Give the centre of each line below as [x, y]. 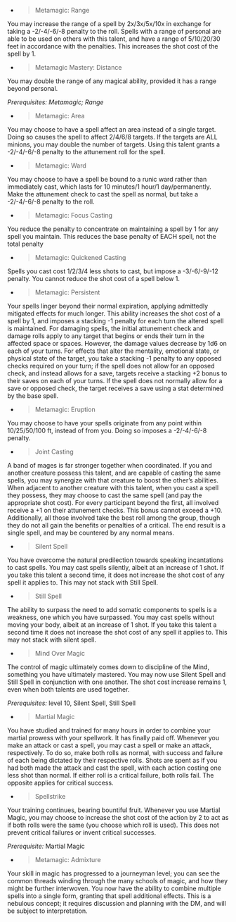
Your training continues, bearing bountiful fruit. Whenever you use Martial [114, 810]
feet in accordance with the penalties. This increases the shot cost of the [113, 46]
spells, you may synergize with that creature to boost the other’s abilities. [113, 480]
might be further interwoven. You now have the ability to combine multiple [114, 888]
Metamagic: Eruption [65, 409]
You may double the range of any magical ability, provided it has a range [112, 81]
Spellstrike [50, 796]
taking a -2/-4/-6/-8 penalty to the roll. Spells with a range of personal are [114, 31]
